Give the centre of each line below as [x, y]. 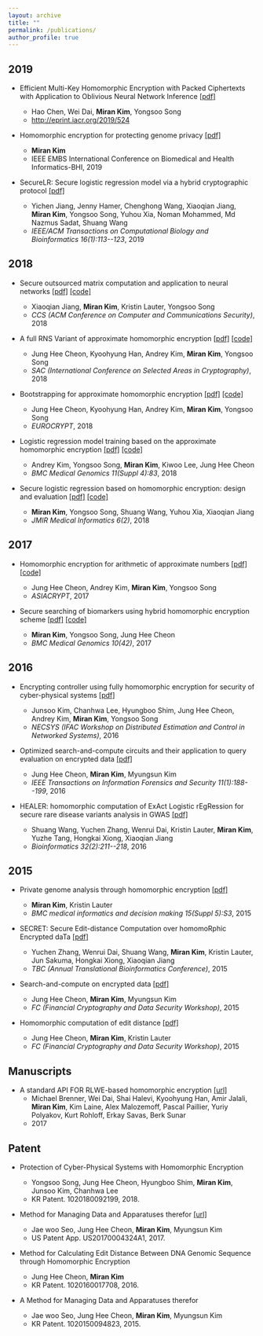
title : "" [24, 23]
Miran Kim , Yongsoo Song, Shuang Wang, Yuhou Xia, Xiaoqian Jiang [143, 512]
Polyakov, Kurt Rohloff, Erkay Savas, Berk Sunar [108, 1115]
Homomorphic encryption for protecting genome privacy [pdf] [120, 135]
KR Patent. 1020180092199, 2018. [85, 1198]
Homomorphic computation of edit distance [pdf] [99, 1023]
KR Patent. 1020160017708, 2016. [85, 1285]
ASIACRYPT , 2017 [60, 596]
